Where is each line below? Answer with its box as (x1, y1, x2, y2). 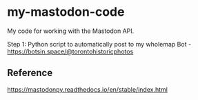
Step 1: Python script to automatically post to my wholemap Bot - (7, 40, 192, 48)
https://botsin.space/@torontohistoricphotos (7, 47, 134, 55)
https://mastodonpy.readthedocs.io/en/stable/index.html (7, 85, 168, 93)
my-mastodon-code (7, 4, 125, 20)
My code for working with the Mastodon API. (7, 27, 135, 35)
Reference (7, 67, 53, 79)
